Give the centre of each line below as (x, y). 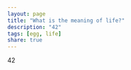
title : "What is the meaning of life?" (66, 21)
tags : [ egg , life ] (34, 34)
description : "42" (34, 27)
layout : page (27, 14)
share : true (25, 40)
